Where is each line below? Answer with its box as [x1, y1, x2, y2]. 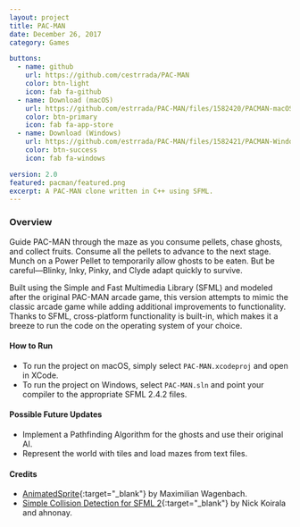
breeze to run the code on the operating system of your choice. [9, 320, 243, 330]
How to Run [9, 340, 54, 351]
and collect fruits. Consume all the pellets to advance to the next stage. [9, 246, 271, 256]
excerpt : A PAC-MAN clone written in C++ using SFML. [9, 187, 214, 196]
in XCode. [21, 370, 59, 381]
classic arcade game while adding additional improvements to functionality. [9, 301, 287, 312]
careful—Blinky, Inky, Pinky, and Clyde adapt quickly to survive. [9, 264, 243, 275]
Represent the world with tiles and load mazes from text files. [21, 448, 248, 458]
